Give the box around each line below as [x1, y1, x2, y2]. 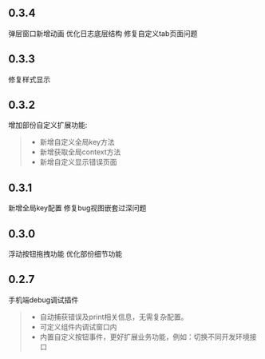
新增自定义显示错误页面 [39, 158, 117, 167]
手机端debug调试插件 [8, 295, 79, 305]
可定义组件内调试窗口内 [39, 321, 117, 331]
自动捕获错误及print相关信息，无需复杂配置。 [39, 312, 188, 321]
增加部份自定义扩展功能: [8, 120, 88, 130]
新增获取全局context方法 [39, 147, 121, 157]
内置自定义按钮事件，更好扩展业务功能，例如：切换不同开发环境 [39, 332, 250, 341]
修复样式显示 [8, 74, 50, 84]
